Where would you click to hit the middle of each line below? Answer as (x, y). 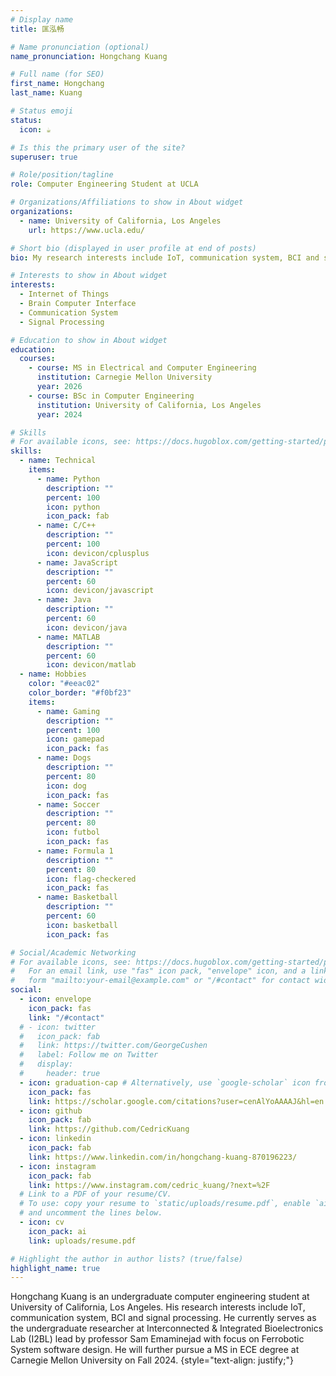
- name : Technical (58, 461)
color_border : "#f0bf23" (80, 693)
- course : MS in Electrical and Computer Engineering (142, 368)
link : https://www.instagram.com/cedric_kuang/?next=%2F (149, 1185)
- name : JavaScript (77, 562)
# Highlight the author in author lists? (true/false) (127, 1259)
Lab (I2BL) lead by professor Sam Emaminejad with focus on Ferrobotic (157, 1339)
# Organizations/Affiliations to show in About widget (127, 202)
